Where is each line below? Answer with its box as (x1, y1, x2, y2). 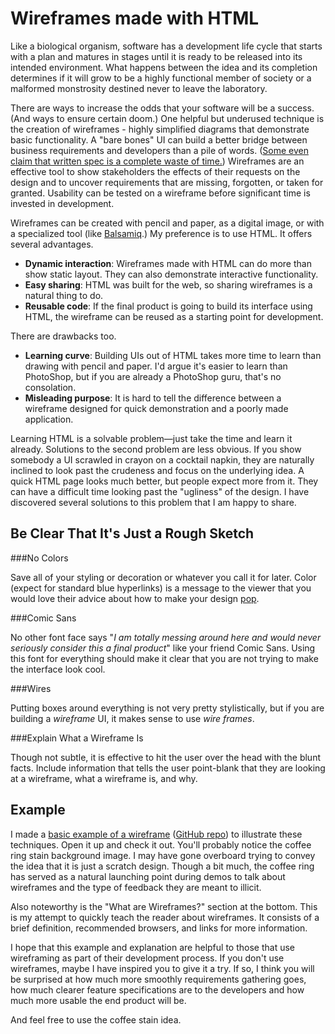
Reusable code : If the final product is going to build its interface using (24, 300, 313, 312)
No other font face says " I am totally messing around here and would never (10, 631, 322, 643)
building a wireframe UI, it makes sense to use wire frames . (10, 712, 255, 724)
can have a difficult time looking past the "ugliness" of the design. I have (10, 485, 310, 497)
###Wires (10, 682, 52, 694)
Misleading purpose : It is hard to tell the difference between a (24, 392, 282, 404)
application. (24, 413, 74, 425)
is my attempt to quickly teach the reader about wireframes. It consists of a (10, 911, 320, 923)
